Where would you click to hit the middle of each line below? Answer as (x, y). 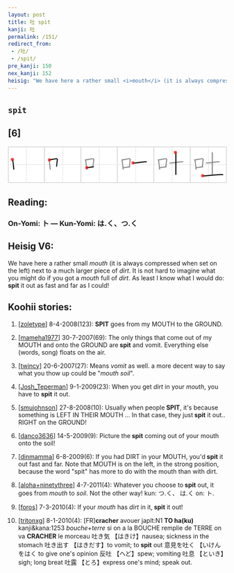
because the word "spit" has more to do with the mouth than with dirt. (118, 471)
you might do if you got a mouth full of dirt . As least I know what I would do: (116, 277)
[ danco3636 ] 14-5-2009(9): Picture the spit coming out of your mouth (118, 435)
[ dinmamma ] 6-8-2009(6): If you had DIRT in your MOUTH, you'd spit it (120, 456)
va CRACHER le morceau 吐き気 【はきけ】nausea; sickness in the (114, 536)
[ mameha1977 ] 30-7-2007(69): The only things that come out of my (115, 337)
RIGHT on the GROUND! (52, 422)
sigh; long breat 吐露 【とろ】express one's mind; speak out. (105, 562)
